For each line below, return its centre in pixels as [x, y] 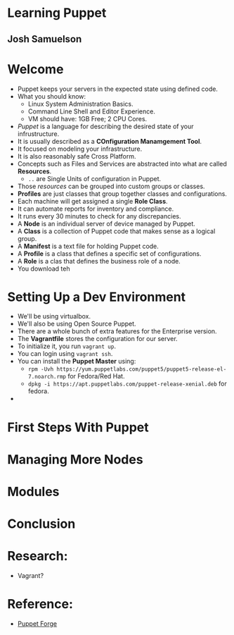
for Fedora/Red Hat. [96, 376]
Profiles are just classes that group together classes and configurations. [122, 193]
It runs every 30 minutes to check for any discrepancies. [99, 216]
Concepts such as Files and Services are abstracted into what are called [122, 164]
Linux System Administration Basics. [80, 104]
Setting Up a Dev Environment [97, 297]
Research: [38, 556]
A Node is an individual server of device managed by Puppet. [106, 223]
